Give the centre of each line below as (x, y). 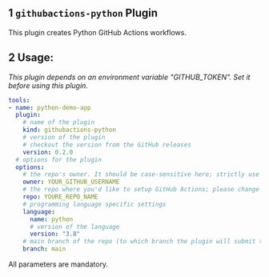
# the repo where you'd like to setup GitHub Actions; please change (141, 190)
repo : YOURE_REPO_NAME (60, 197)
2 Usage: (31, 58)
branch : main (44, 249)
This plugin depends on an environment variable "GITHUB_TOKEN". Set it (129, 77)
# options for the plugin (59, 159)
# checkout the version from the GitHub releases (107, 145)
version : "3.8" (55, 234)
